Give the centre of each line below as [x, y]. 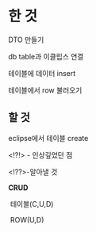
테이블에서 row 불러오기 [45, 90]
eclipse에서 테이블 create [48, 138]
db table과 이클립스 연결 [46, 56]
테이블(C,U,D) [32, 203]
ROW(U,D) [27, 219]
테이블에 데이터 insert [42, 73]
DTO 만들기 [26, 40]
